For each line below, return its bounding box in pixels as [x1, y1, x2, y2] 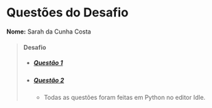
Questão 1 [33, 59, 63, 67]
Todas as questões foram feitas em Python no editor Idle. [43, 93, 206, 101]
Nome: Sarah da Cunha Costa [6, 27, 91, 36]
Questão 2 [33, 76, 64, 84]
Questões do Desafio [6, 5, 129, 21]
